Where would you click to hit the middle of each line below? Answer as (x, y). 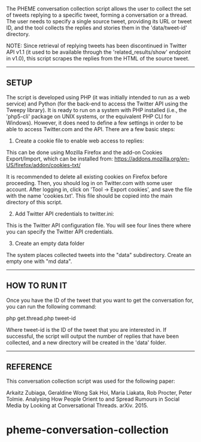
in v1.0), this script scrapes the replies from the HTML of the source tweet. (98, 58)
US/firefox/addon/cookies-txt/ (43, 165)
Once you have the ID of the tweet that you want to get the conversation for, (100, 300)
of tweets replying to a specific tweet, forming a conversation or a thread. (97, 15)
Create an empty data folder (50, 243)
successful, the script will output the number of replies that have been (93, 336)
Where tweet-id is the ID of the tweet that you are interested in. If (86, 329)
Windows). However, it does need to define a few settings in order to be (95, 123)
